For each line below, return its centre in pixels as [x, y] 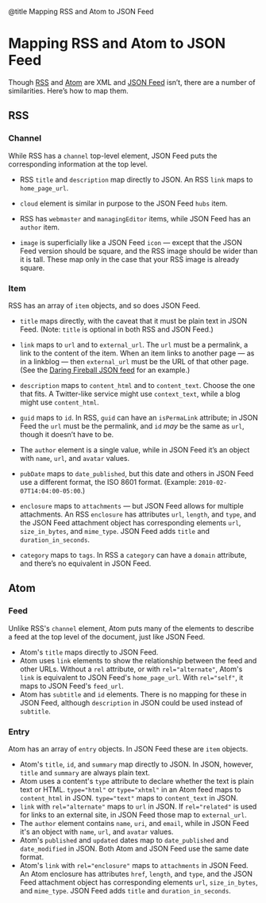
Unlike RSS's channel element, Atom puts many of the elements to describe [131, 628]
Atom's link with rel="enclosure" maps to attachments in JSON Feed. [134, 865]
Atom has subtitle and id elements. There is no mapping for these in [133, 694]
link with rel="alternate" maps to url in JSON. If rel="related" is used [138, 806]
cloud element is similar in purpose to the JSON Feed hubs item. [123, 203]
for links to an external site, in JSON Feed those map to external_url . [133, 815]
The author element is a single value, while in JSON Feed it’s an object [135, 450]
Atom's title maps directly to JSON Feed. [89, 652]
